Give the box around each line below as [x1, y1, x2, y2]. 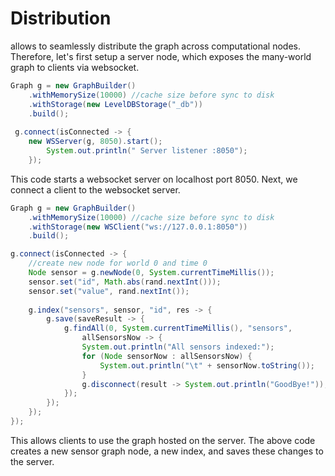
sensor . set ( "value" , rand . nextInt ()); [28, 286, 190, 296]
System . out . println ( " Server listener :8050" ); [46, 146, 248, 156]
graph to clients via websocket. [10, 61, 140, 73]
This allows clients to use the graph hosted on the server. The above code [10, 434, 316, 446]
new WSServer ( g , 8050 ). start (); [28, 137, 163, 147]
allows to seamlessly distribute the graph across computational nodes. [10, 40, 302, 52]
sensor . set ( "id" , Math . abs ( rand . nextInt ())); [28, 277, 222, 287]
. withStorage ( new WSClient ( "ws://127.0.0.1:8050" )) [28, 222, 248, 232]
